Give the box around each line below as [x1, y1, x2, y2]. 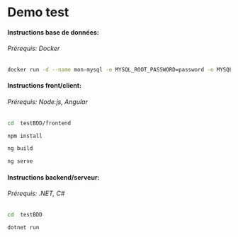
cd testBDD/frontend [7, 120, 72, 127]
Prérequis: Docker [7, 44, 60, 53]
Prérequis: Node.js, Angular [7, 98, 89, 106]
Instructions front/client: [7, 81, 82, 90]
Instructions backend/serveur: [7, 173, 100, 181]
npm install [7, 132, 42, 139]
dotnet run [7, 224, 40, 231]
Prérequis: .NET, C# [7, 189, 65, 198]
